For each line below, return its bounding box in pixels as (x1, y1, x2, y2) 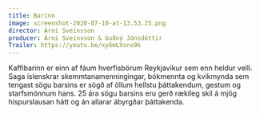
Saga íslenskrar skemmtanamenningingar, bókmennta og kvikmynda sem (8, 72, 250, 81)
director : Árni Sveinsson (8, 26, 94, 34)
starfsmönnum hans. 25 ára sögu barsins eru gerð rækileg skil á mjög (8, 88, 238, 98)
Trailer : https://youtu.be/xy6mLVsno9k (8, 41, 142, 49)
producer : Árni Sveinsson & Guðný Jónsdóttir (8, 33, 162, 42)
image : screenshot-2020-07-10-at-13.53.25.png (8, 19, 166, 27)
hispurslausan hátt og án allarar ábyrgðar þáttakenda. (8, 97, 185, 107)
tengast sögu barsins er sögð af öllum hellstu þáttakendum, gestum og (8, 81, 242, 90)
